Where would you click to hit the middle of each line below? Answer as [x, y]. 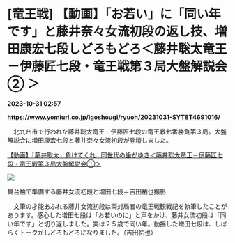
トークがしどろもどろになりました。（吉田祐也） [88, 232]
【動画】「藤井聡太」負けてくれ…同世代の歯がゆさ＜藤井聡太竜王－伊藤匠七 [115, 155]
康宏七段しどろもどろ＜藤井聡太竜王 [123, 49]
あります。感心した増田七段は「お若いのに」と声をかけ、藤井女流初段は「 [114, 215]
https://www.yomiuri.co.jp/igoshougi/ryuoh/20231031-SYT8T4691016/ [114, 117]
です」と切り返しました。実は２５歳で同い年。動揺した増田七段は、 [117, 224]
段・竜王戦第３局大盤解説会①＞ [54, 164]
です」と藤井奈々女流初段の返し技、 [111, 32]
